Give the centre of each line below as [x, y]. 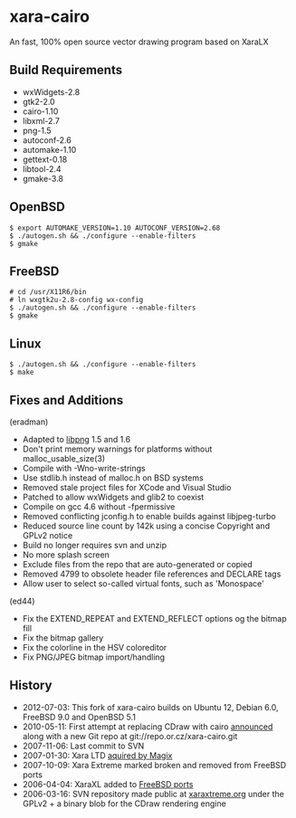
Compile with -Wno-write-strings [84, 468]
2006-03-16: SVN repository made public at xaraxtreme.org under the [153, 794]
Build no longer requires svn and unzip [95, 545]
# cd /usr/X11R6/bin [48, 292]
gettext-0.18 [45, 159]
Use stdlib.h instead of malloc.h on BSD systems [113, 478]
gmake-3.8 [43, 178]
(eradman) [29, 422]
